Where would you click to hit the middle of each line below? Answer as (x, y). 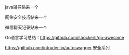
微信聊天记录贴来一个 (26, 27)
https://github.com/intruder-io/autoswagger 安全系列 (57, 48)
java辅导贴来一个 (22, 7)
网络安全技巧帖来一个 (26, 17)
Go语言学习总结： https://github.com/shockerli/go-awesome (64, 38)
